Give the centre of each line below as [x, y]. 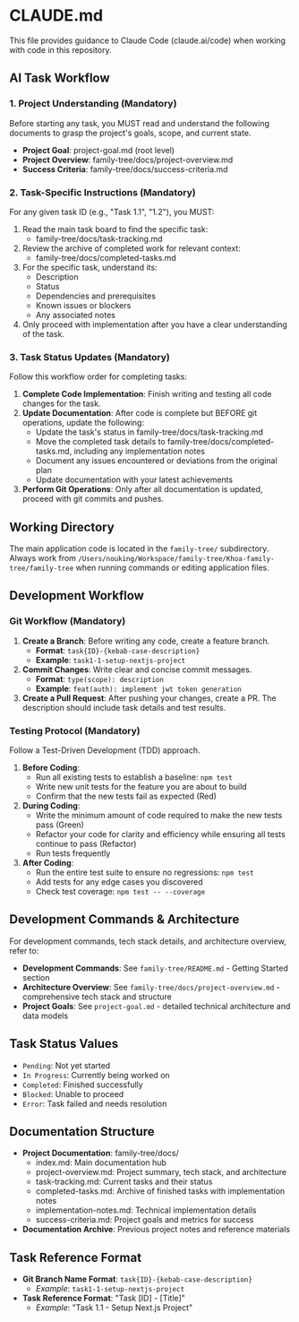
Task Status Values [64, 1044]
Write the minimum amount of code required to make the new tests [159, 816]
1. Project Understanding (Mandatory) [93, 104]
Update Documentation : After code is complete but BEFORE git [140, 413]
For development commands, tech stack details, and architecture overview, [148, 941]
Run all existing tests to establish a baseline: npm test [134, 777]
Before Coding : [51, 768]
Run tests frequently [73, 853]
